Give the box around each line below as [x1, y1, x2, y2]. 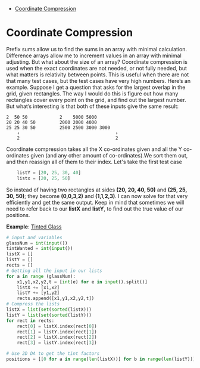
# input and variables [6, 234, 62, 240]
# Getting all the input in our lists [6, 268, 102, 274]
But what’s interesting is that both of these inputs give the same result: [6, 103, 179, 110]
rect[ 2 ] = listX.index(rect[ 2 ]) [17, 334, 97, 341]
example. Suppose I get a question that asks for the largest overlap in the [6, 84, 186, 91]
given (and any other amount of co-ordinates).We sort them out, [30, 151, 188, 159]
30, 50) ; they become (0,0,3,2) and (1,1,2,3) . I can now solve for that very [6, 192, 188, 199]
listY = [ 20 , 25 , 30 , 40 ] [17, 169, 82, 175]
